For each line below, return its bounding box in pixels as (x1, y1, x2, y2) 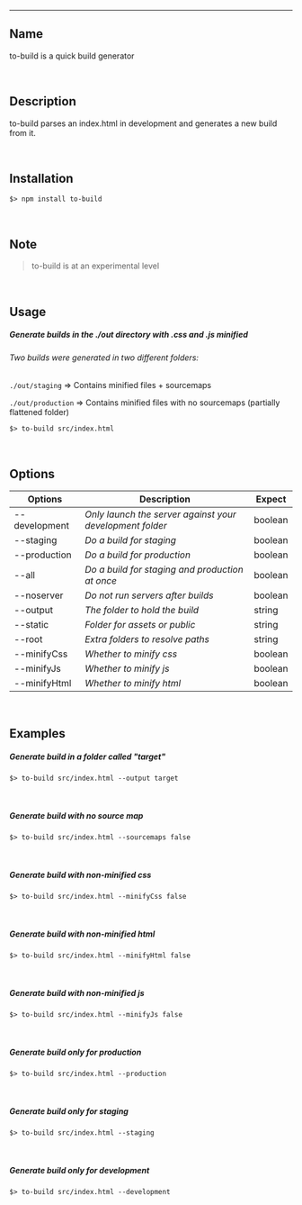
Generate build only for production (9, 1046, 142, 1057)
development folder (84, 520, 168, 532)
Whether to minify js (84, 663, 170, 675)
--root (13, 633, 43, 646)
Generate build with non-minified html (9, 929, 155, 939)
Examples (9, 726, 66, 741)
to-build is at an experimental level (31, 260, 160, 271)
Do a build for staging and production (84, 564, 244, 576)
